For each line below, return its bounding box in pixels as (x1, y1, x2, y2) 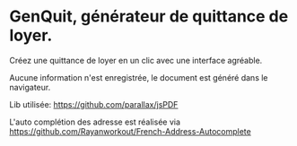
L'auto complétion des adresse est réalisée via (9, 116, 181, 127)
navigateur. (9, 82, 51, 92)
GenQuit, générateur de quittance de (9, 6, 289, 27)
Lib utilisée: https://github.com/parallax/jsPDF (9, 99, 179, 109)
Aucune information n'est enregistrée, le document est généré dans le (9, 72, 268, 82)
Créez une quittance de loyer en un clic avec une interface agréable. (9, 55, 263, 65)
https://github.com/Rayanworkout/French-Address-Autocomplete (9, 125, 251, 136)
